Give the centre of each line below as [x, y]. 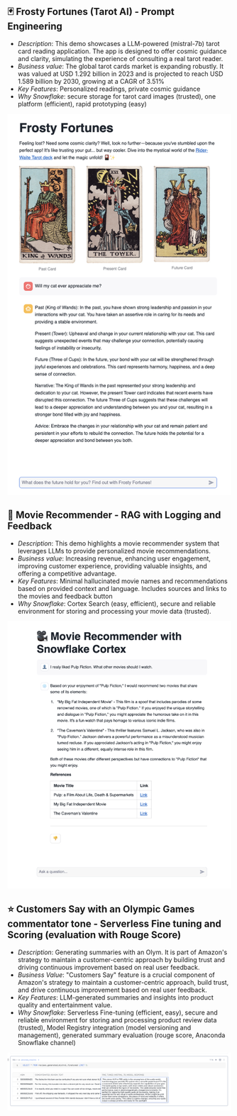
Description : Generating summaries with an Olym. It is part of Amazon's [122, 952]
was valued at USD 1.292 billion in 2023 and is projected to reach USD [120, 74]
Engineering [35, 27]
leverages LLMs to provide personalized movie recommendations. [114, 551]
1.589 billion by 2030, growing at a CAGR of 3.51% [91, 81]
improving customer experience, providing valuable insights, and [112, 565]
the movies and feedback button [65, 596]
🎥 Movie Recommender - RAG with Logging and [114, 515]
